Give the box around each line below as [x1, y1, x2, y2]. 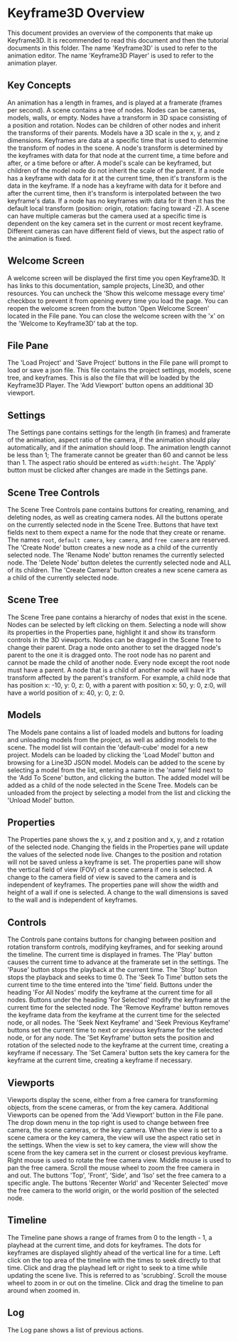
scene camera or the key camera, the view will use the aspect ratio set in [7, 1133, 222, 1142]
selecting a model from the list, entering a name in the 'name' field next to [7, 766, 224, 774]
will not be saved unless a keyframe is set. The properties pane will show [7, 858, 222, 867]
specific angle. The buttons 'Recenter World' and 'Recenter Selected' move [7, 1179, 229, 1187]
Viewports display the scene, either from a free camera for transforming [7, 1096, 218, 1104]
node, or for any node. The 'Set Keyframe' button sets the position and [7, 1033, 215, 1042]
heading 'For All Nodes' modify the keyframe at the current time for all [7, 988, 213, 997]
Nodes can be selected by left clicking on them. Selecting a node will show [7, 620, 227, 629]
